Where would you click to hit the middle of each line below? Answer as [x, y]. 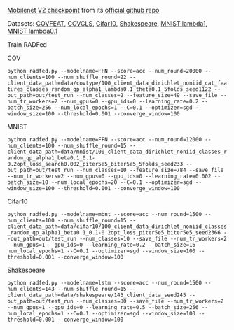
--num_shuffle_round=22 [92, 77]
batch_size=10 [28, 182]
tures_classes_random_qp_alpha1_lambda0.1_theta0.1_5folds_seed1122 [109, 89]
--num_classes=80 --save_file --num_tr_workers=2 [150, 301]
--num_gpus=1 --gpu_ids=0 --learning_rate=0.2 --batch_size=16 [102, 245]
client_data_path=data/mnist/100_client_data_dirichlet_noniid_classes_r [117, 152]
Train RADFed [27, 44]
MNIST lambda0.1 [33, 31]
